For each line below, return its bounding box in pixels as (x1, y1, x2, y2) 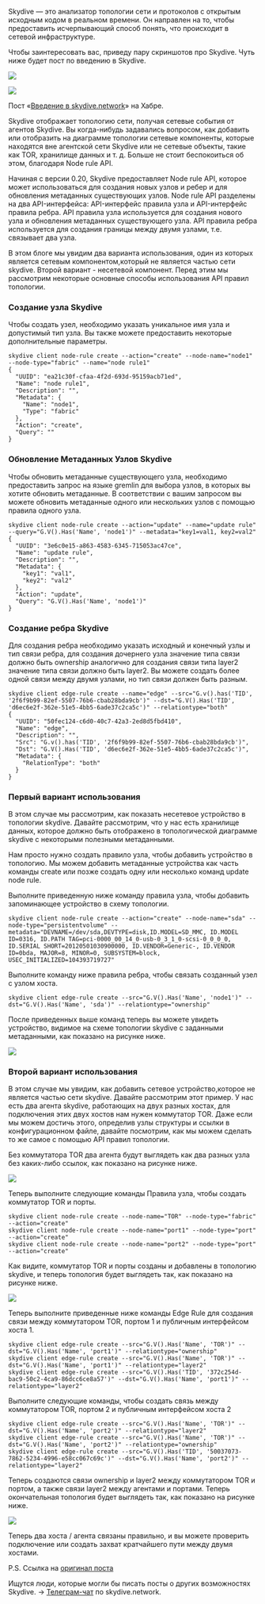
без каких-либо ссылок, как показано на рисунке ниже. (8, 1159, 198, 1168)
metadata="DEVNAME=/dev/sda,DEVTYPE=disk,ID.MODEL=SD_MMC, (8, 929, 207, 937)
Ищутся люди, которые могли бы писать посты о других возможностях (8, 1579, 251, 1588)
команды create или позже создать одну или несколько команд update (8, 867, 249, 876)
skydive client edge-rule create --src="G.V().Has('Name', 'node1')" (8, 994, 243, 1002)
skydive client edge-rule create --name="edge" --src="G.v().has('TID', (8, 690, 253, 698)
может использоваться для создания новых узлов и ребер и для (8, 183, 228, 191)
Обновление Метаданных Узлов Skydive (8, 454, 172, 465)
